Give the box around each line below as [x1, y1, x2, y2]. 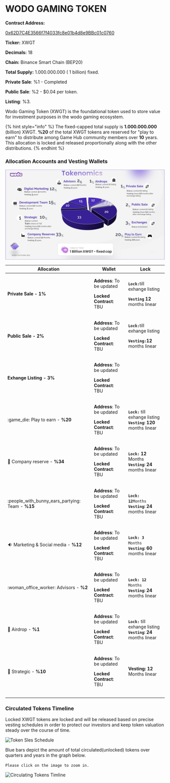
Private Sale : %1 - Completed [5, 79, 67, 85]
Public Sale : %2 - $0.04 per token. [5, 88, 78, 94]
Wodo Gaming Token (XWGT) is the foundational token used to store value [5, 108, 160, 114]
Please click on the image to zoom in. [5, 763, 90, 768]
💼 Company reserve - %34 [7, 459, 65, 465]
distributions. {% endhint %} [5, 145, 65, 151]
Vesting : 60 [128, 545, 153, 551]
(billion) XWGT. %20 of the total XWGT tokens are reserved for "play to [5, 129, 154, 135]
